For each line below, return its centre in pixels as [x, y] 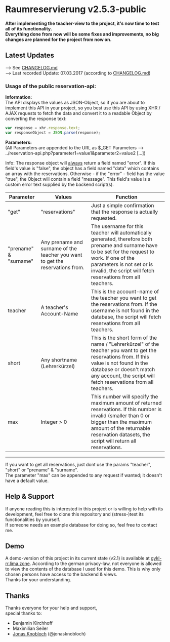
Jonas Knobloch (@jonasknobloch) [49, 634]
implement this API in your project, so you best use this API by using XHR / [83, 108]
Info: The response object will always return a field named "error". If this [80, 163]
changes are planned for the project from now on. [58, 39]
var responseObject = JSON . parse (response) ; [53, 133]
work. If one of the [113, 258]
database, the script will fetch [126, 316]
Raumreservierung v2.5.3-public [76, 9]
